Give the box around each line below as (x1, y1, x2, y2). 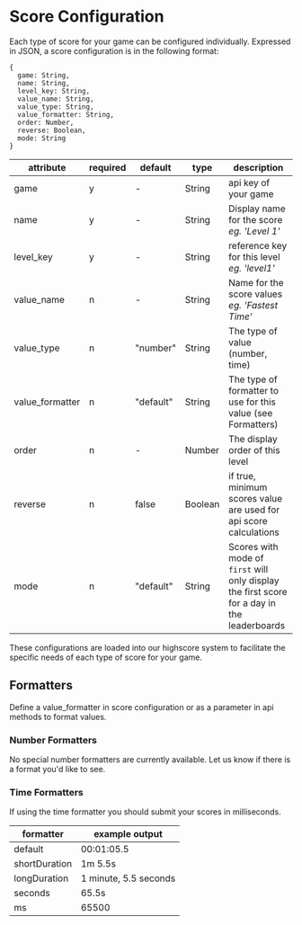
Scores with (228, 540, 279, 553)
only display (228, 574, 280, 586)
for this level (228, 250, 280, 262)
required (88, 161, 127, 173)
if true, (228, 469, 256, 482)
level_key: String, (17, 86, 91, 95)
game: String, (17, 70, 70, 80)
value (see (228, 406, 273, 419)
